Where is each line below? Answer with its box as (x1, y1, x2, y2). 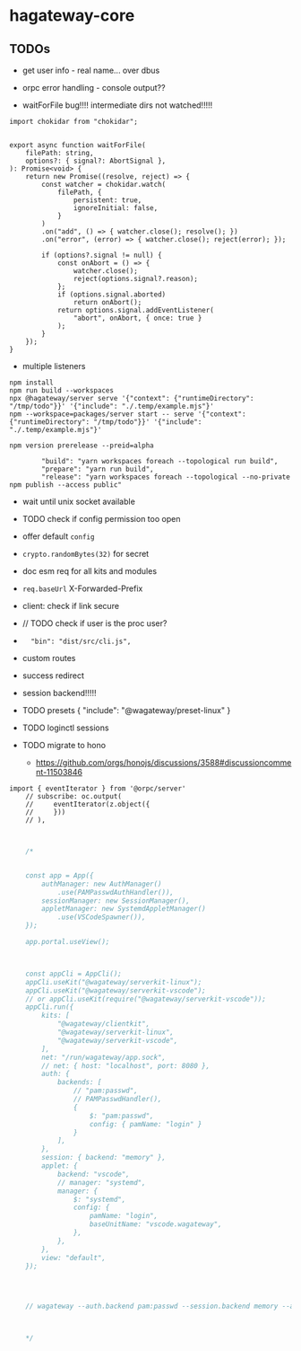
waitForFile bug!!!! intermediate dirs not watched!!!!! (21, 100, 213, 110)
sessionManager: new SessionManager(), (41, 896, 191, 905)
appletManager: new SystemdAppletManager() (41, 905, 206, 914)
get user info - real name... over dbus (21, 65, 160, 75)
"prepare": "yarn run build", (41, 464, 154, 473)
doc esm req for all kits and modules (21, 566, 158, 576)
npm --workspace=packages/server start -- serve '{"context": (9, 410, 246, 419)
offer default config (21, 531, 95, 542)
